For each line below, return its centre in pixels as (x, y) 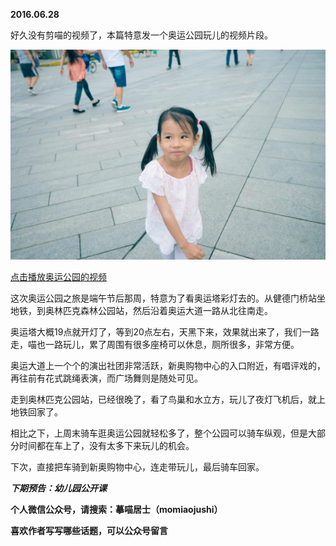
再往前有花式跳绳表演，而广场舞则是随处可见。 (106, 378)
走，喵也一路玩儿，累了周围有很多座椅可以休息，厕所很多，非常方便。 (155, 344)
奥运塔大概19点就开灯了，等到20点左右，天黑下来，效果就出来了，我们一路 (165, 331)
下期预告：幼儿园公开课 (58, 488)
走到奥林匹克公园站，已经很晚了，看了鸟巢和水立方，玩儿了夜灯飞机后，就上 (168, 399)
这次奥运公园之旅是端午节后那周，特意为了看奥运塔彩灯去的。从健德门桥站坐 (168, 298)
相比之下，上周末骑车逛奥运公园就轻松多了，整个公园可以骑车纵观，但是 (159, 433)
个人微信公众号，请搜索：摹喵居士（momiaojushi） (116, 509)
